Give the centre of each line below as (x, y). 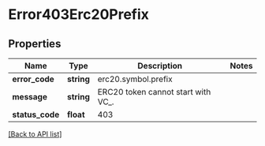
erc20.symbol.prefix (135, 79)
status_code (36, 114)
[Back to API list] (35, 134)
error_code (34, 79)
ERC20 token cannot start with (154, 92)
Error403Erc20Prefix (79, 15)
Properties (35, 44)
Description (160, 66)
